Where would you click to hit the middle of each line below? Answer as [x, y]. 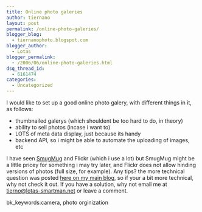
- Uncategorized [32, 86]
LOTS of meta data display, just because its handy [78, 134]
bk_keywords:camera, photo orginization [57, 202]
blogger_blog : [24, 35]
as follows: [20, 109]
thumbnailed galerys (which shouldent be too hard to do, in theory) [99, 121]
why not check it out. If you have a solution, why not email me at [87, 184]
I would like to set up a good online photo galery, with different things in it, [99, 103]
